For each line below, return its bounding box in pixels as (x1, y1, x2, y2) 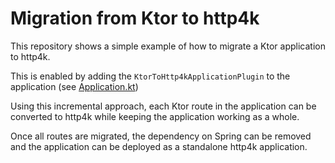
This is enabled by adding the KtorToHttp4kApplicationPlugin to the (10, 70, 291, 82)
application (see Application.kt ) (10, 80, 139, 92)
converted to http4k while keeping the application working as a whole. (10, 110, 300, 122)
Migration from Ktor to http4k (10, 7, 260, 30)
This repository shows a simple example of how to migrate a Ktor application (10, 40, 326, 52)
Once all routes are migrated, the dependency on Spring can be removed (10, 130, 312, 142)
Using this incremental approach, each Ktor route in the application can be (10, 100, 317, 112)
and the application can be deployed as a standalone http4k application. (10, 140, 308, 152)
